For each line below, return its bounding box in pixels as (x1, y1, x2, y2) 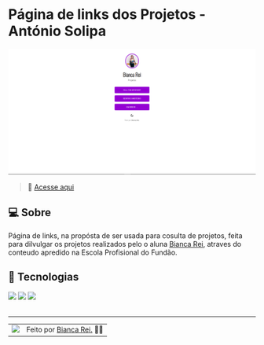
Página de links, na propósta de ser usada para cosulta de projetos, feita (8, 230, 243, 240)
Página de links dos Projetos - (8, 6, 206, 24)
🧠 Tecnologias (8, 270, 79, 284)
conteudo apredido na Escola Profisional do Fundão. (8, 248, 178, 257)
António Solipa (8, 22, 107, 40)
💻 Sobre (8, 206, 51, 219)
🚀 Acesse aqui (27, 182, 75, 192)
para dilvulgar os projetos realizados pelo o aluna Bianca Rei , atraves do (8, 239, 242, 248)
